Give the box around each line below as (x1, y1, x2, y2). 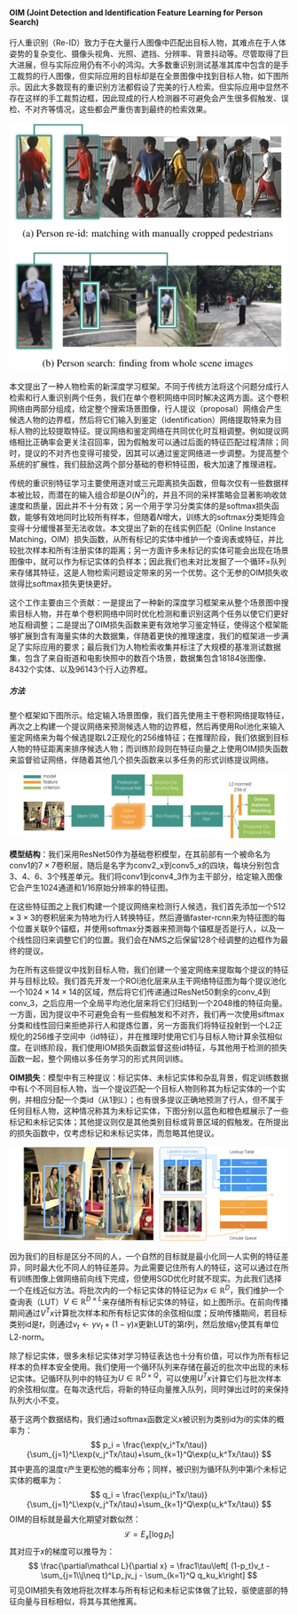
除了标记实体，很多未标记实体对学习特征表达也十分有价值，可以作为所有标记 (9, 1350, 289, 1361)
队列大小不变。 (9, 1395, 64, 1406)
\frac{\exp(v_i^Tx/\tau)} (122, 1440, 208, 1451)
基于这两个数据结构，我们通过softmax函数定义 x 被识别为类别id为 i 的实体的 (9, 1414, 277, 1425)
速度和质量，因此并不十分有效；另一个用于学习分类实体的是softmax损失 (9, 500, 272, 511)
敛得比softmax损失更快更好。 (9, 578, 117, 588)
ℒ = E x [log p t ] (123, 1529, 175, 1542)
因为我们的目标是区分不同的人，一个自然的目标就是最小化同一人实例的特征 (9, 1251, 281, 1261)
